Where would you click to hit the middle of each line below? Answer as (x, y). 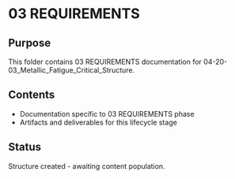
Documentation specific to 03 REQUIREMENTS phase (107, 114)
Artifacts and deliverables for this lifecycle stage (99, 122)
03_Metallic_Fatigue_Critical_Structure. (72, 70)
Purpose (30, 43)
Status (25, 147)
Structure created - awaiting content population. (87, 166)
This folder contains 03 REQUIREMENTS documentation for (105, 62)
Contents (32, 95)
